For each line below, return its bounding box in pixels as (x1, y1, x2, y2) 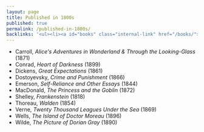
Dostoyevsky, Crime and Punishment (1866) (15, 74, 126, 81)
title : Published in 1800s (6, 15, 75, 21)
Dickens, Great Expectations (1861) (15, 67, 103, 74)
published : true (6, 20, 47, 26)
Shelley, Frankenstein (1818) (15, 93, 86, 101)
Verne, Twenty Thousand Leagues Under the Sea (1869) (15, 106, 157, 113)
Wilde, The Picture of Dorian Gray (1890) (15, 119, 118, 126)
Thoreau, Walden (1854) (15, 99, 76, 107)
